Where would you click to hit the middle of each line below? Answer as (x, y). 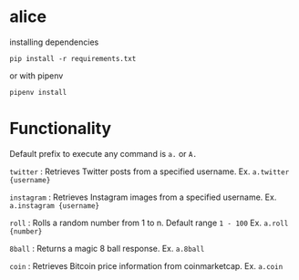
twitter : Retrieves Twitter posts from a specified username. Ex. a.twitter (149, 171)
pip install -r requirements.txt (73, 58)
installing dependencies (54, 42)
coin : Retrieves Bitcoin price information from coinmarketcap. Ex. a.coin (146, 265)
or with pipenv (36, 76)
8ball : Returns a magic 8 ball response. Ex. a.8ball (107, 248)
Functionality (61, 129)
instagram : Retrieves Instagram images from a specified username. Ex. (143, 197)
